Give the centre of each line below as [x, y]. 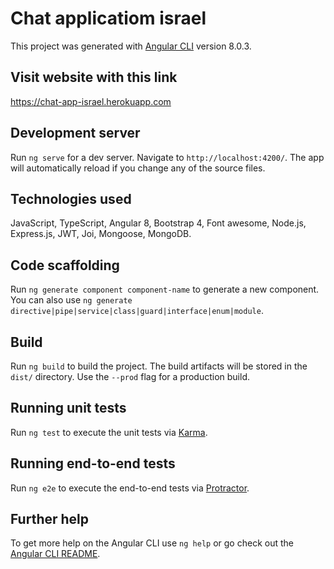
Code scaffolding [65, 265]
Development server [75, 133]
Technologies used [71, 198]
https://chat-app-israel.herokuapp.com [91, 101]
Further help [50, 519]
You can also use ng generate [71, 300]
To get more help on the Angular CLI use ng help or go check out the [152, 543]
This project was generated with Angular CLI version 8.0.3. [131, 46]
